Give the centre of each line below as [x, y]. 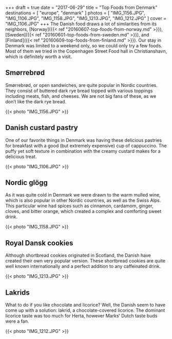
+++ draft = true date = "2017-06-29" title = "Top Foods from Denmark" [81, 7]
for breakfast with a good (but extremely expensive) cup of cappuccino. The [86, 146]
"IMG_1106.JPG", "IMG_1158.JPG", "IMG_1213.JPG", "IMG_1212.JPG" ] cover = [86, 18]
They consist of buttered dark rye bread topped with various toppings [79, 91]
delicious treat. [21, 156]
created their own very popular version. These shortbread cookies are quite [85, 261]
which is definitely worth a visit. [39, 57]
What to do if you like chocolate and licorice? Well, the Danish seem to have [85, 305]
